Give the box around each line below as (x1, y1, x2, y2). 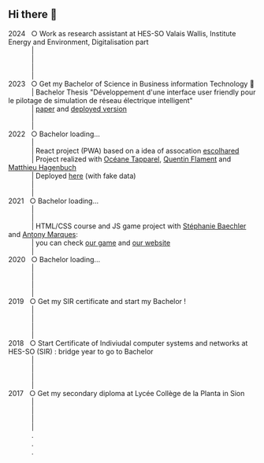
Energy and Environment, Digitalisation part (8, 37, 149, 46)
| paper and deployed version (31, 104, 128, 113)
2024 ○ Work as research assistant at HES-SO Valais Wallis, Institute (8, 28, 236, 38)
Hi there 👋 (8, 8, 58, 21)
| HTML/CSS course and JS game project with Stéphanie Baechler (31, 221, 247, 231)
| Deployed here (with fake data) (31, 171, 136, 180)
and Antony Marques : (8, 229, 79, 239)
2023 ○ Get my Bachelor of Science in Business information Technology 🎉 (8, 79, 255, 88)
